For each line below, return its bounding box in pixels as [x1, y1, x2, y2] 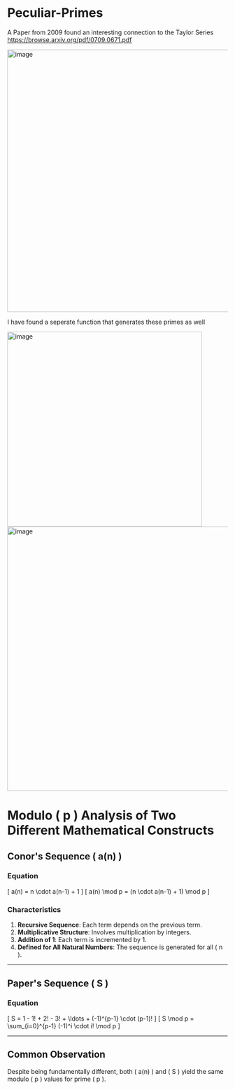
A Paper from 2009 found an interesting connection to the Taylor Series [7, 28, 214, 36]
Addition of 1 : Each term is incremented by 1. [17, 936, 147, 944]
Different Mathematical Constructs [7, 822, 215, 838]
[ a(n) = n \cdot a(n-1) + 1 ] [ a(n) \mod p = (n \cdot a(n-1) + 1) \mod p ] [7, 887, 210, 895]
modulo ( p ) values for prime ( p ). [7, 1075, 106, 1083]
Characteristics [7, 904, 62, 914]
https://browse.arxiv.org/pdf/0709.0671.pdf [7, 35, 132, 43]
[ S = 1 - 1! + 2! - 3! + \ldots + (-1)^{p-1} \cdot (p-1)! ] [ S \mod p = [7, 1014, 194, 1023]
